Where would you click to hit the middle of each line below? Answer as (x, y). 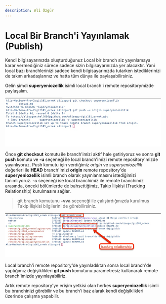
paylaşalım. (17, 91)
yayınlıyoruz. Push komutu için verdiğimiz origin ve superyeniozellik (74, 164)
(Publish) (24, 46)
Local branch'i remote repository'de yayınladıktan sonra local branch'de (78, 265)
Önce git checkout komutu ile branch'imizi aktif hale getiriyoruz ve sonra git (83, 154)
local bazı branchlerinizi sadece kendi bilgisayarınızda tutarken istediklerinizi (83, 71)
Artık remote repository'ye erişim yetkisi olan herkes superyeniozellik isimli (82, 285)
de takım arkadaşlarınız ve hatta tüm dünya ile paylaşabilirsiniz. (69, 76)
